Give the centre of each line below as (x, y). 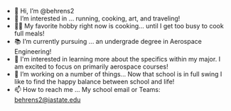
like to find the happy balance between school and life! (94, 82)
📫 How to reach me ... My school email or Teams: (87, 89)
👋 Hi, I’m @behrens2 (44, 11)
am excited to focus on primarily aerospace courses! (91, 66)
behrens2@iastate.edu (47, 100)
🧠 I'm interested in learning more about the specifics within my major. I (117, 59)
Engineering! (33, 52)
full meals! (29, 33)
